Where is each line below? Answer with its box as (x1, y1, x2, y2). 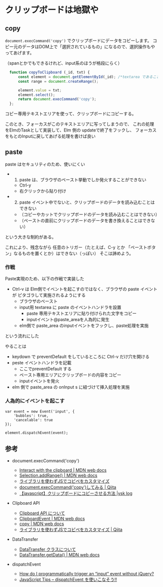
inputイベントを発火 (19, 378, 60, 384)
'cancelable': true (14, 417, 53, 422)
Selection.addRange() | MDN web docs (19, 473, 98, 478)
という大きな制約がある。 (5, 234, 56, 240)
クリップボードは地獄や (5, 4, 99, 16)
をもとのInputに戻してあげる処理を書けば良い (5, 133, 96, 139)
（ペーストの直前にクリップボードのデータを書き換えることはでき (19, 217, 151, 223)
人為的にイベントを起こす (5, 398, 65, 404)
